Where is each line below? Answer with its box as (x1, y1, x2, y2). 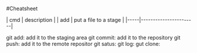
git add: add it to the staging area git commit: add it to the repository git (6, 34, 181, 41)
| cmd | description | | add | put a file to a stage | (6, 16, 125, 23)
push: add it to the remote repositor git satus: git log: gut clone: (6, 41, 160, 47)
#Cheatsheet (6, 5, 38, 12)
